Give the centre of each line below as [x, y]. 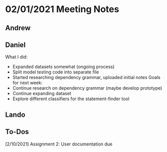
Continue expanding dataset [42, 94]
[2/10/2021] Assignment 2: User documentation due [59, 144]
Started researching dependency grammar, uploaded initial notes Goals [87, 78]
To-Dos [17, 132]
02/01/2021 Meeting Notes [62, 9]
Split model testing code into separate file [56, 72]
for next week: [27, 83]
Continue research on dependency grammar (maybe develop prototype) [87, 88]
